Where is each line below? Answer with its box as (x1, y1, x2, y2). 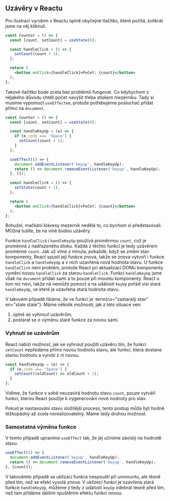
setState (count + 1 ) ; (14, 185, 60, 190)
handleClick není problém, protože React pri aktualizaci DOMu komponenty (5, 265, 164, 271)
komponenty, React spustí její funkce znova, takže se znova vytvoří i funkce (5, 254, 164, 260)
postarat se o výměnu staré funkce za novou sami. (12, 317, 119, 323)
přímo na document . (5, 105, 45, 111)
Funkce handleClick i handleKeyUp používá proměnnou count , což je (5, 238, 147, 244)
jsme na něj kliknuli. (5, 23, 47, 29)
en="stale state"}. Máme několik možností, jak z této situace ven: (5, 301, 141, 308)
